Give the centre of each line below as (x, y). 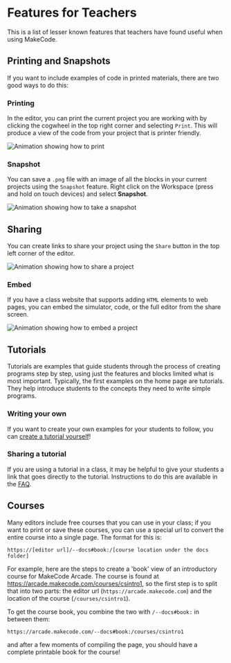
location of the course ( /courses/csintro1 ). (69, 598)
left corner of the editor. (41, 254)
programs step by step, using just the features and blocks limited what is (111, 374)
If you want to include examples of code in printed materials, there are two (113, 78)
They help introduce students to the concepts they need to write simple (109, 389)
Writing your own (37, 414)
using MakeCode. (32, 39)
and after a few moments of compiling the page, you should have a (102, 644)
